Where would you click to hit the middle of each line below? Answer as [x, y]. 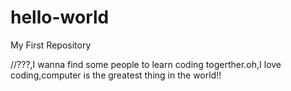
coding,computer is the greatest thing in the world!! [116, 75]
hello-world [60, 17]
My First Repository [51, 45]
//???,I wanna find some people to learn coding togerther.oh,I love [146, 64]
